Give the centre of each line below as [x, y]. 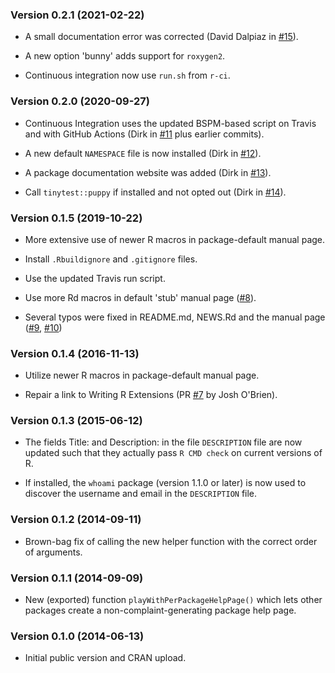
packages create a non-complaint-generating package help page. [160, 610]
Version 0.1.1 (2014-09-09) [77, 578]
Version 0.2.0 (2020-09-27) [80, 101]
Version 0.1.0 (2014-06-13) [77, 636]
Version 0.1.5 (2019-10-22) [76, 218]
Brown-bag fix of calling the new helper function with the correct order [171, 541]
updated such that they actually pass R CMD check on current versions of [173, 453]
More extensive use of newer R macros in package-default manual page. [175, 239]
